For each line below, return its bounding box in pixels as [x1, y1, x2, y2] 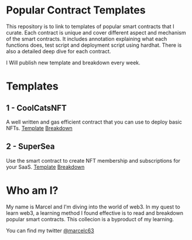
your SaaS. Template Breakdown [6, 163, 85, 170]
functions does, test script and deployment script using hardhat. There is [6, 42, 182, 49]
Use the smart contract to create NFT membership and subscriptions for [6, 157, 180, 164]
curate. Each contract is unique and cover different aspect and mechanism [6, 29, 186, 36]
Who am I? [6, 184, 59, 197]
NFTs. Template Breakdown [6, 124, 73, 132]
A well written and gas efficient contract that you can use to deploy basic [6, 118, 183, 125]
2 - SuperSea [6, 142, 55, 152]
